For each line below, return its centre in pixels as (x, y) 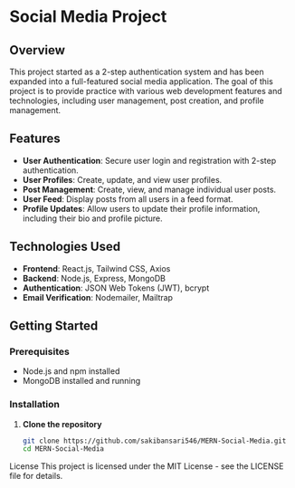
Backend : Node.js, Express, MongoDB (94, 278)
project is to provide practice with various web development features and (146, 91)
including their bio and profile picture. (92, 218)
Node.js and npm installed (71, 371)
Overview (38, 50)
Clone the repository (62, 424)
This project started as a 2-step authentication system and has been (137, 72)
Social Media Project (88, 17)
